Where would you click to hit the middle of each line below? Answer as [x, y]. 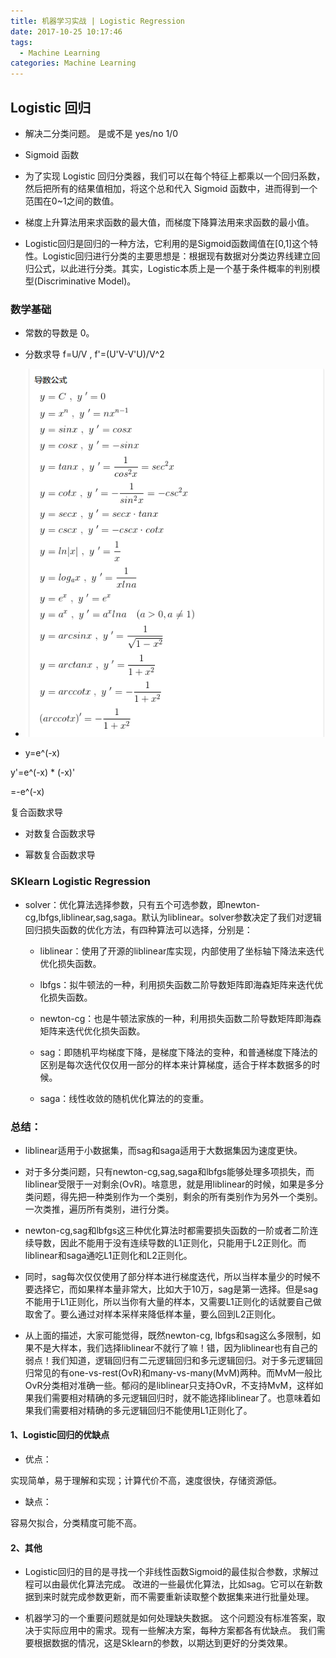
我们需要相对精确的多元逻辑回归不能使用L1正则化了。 [143, 1410]
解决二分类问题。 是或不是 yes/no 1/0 [101, 133]
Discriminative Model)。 [86, 281]
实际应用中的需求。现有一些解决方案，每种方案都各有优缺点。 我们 [179, 1631]
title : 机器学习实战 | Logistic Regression [97, 21]
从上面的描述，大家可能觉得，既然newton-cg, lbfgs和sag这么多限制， [168, 1335]
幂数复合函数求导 [60, 855]
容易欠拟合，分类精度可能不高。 [76, 1523]
